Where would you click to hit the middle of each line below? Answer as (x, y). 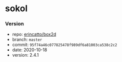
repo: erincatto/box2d (34, 34)
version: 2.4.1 (25, 55)
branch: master (27, 40)
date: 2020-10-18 (30, 50)
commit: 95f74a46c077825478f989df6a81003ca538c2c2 (65, 45)
